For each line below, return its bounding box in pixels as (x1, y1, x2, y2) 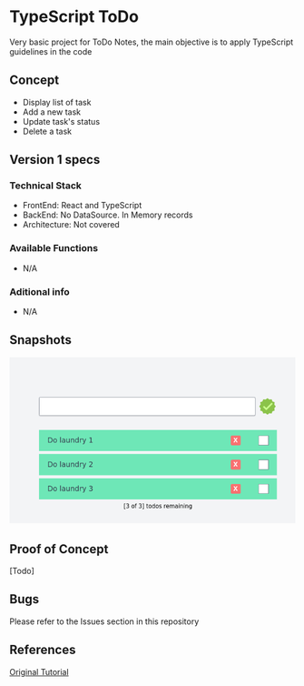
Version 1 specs (9, 152, 101, 167)
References (9, 642, 76, 658)
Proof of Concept (9, 541, 109, 557)
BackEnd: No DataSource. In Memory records (22, 209, 193, 220)
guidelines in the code (9, 45, 93, 56)
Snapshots (9, 332, 73, 348)
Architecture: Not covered (22, 219, 120, 230)
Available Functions (9, 242, 98, 255)
